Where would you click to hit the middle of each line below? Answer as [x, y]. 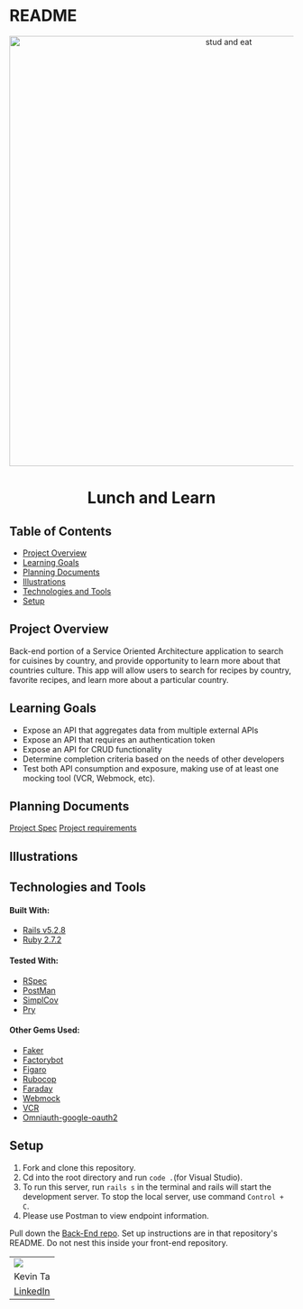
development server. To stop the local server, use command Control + [153, 1196]
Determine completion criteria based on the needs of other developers [153, 759]
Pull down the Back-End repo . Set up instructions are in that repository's [143, 1233]
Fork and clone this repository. [79, 1167]
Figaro [34, 1069]
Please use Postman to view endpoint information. [115, 1215]
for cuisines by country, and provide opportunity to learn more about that [145, 660]
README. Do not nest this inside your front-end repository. [119, 1242]
